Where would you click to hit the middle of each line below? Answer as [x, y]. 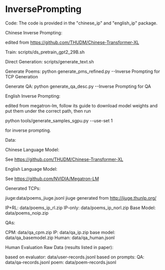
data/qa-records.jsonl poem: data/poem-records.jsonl [61, 262]
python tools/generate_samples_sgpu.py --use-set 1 [59, 120]
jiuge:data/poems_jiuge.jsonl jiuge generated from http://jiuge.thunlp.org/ [81, 198]
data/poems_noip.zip [27, 213]
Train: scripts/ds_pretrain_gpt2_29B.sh [45, 52]
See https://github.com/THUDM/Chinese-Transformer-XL [64, 159]
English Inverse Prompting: [33, 96]
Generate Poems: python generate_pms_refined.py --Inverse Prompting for [83, 71]
